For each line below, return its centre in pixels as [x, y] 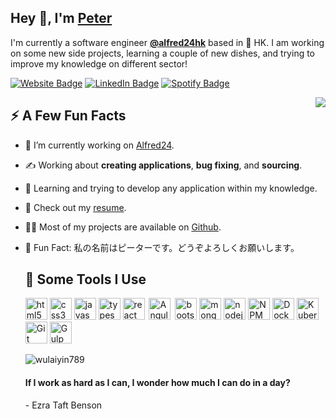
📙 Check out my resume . [75, 207]
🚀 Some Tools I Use [85, 279]
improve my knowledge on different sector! [99, 63]
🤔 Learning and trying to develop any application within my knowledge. [171, 188]
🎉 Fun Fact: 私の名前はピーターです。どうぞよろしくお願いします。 [162, 247]
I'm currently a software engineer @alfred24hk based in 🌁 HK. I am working [167, 42]
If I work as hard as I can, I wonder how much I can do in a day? [157, 383]
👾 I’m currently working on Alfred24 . [99, 145]
